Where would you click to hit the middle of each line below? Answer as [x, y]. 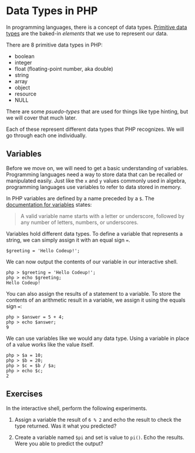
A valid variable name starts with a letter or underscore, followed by [102, 216]
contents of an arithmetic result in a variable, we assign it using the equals [96, 300]
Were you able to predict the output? [59, 444]
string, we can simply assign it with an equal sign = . [68, 240]
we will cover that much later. [42, 118]
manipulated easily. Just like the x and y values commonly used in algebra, [96, 180]
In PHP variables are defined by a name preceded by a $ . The [80, 198]
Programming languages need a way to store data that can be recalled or [95, 174]
